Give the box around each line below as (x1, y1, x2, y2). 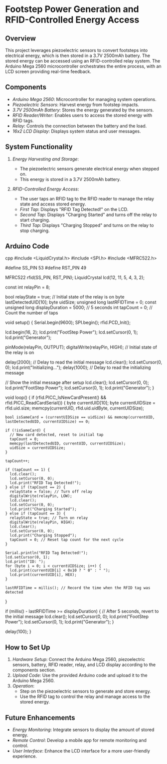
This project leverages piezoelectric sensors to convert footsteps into (5, 47, 148, 53)
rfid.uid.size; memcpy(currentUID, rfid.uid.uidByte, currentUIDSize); (5, 405, 145, 411)
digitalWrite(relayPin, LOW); (9, 493, 72, 498)
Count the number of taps (5, 310, 58, 316)
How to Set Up (5, 643, 50, 651)
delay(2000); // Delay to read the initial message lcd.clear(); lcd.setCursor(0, (5, 359, 163, 365)
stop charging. (19, 227, 50, 233)
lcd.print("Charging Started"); (9, 506, 77, 512)
